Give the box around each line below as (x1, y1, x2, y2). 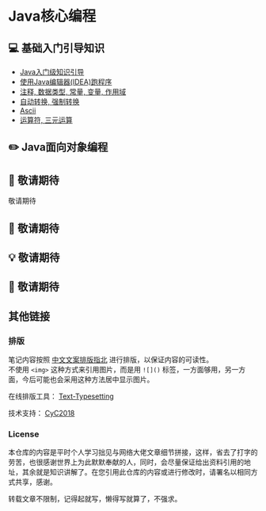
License (8, 429, 40, 440)
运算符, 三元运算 (19, 116, 73, 124)
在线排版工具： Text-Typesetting (8, 391, 115, 401)
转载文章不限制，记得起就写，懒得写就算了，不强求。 (8, 494, 182, 504)
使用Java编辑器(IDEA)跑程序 (19, 77, 112, 86)
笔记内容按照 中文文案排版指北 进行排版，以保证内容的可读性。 (8, 355, 214, 364)
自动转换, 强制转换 (19, 97, 80, 106)
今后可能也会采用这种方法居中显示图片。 (21, 375, 154, 384)
